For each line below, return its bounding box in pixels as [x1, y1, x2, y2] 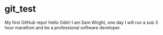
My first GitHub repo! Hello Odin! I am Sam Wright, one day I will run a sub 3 [4, 19, 158, 25]
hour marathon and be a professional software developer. [4, 24, 121, 30]
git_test [4, 3, 36, 15]
